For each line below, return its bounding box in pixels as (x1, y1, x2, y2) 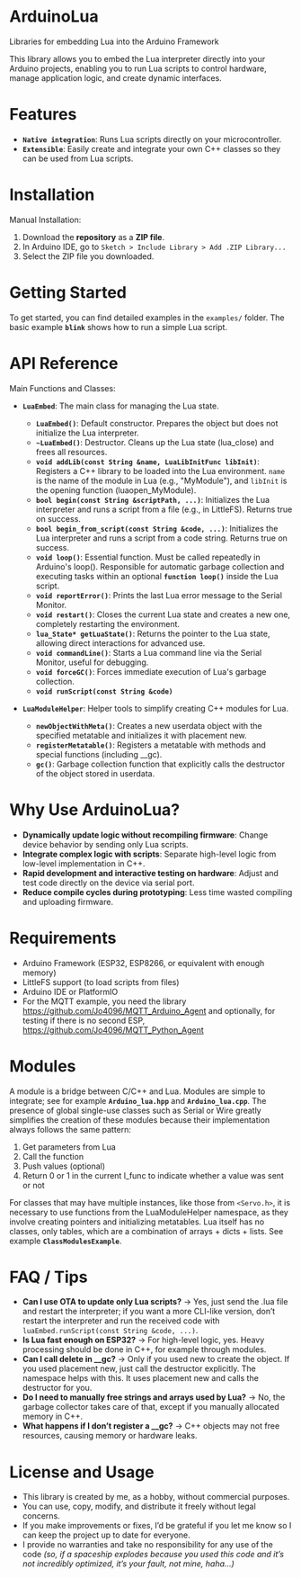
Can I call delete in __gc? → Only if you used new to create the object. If (22, 1354, 290, 1365)
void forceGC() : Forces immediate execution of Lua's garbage (35, 666, 267, 677)
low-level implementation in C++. (22, 857, 146, 869)
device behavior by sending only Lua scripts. (22, 838, 189, 849)
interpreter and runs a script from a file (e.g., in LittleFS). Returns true (35, 504, 293, 515)
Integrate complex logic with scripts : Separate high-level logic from (22, 848, 277, 859)
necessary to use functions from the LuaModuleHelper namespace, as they (9, 1206, 289, 1217)
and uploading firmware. (22, 896, 114, 907)
